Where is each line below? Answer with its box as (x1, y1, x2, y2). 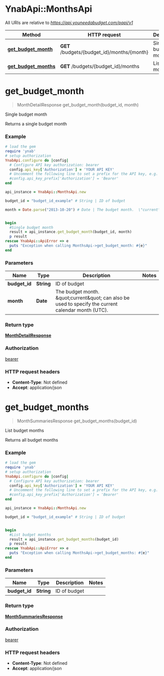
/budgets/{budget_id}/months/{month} (60, 49, 149, 55)
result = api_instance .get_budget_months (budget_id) (9, 537, 119, 542)
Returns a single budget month (5, 121, 67, 127)
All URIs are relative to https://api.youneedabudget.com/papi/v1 (5, 20, 133, 26)
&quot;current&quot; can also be (55, 294, 130, 301)
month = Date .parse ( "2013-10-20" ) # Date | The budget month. (5, 207, 134, 212)
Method (22, 31, 41, 38)
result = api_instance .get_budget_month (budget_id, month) (9, 230, 132, 234)
